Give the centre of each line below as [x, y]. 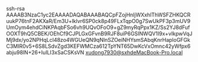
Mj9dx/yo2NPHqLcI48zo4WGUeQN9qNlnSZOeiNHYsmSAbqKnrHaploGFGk [98, 40]
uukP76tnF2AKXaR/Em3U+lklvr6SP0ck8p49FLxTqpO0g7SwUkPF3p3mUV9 [98, 21]
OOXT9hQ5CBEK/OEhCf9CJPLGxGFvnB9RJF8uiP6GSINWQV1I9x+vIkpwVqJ [99, 34]
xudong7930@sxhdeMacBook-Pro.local [134, 52]
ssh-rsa [16, 9]
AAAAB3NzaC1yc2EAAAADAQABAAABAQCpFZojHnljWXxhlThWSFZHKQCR [98, 15]
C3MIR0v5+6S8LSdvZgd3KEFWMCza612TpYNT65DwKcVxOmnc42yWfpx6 [98, 46]
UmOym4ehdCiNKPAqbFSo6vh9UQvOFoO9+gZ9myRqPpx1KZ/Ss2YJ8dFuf [98, 27]
